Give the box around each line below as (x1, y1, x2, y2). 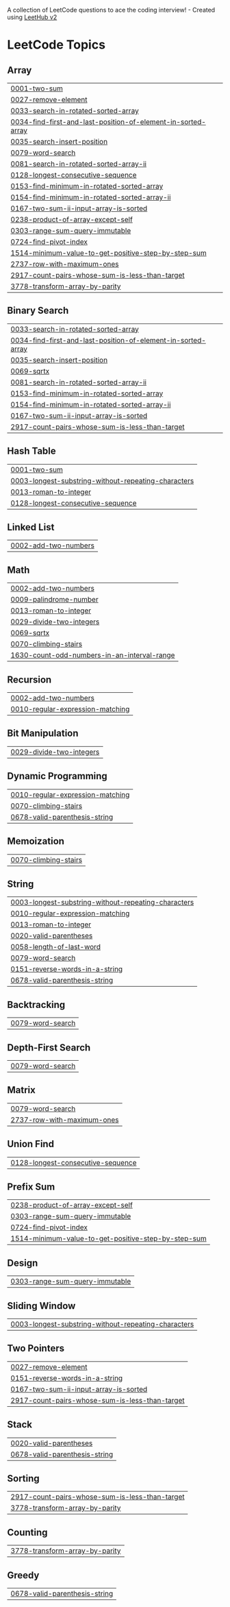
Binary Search (7, 305, 69, 317)
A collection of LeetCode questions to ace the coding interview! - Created (7, 6, 216, 14)
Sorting (7, 1473, 40, 1484)
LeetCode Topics (7, 37, 106, 53)
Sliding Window (7, 1300, 76, 1312)
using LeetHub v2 (7, 13, 57, 21)
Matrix (7, 1084, 36, 1096)
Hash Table (7, 445, 56, 457)
